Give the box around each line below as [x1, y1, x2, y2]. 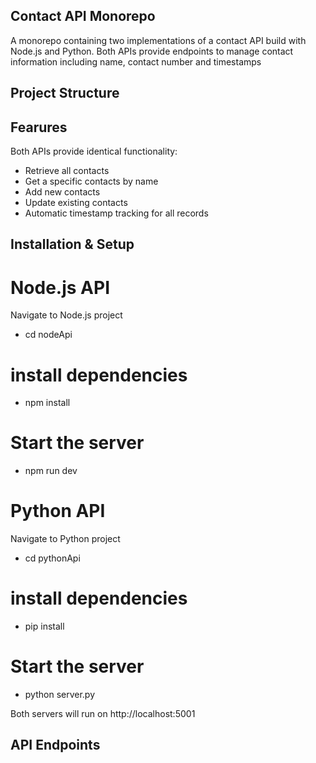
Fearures [10, 119, 68, 136]
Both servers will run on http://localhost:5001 [10, 708, 196, 720]
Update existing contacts [24, 197, 128, 209]
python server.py [24, 689, 96, 701]
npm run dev [24, 465, 78, 477]
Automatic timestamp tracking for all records [24, 207, 209, 219]
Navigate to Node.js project [10, 309, 123, 321]
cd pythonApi [24, 552, 81, 564]
